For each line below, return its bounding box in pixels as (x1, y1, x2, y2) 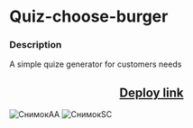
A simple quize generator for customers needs (9, 59, 182, 69)
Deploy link (119, 85, 184, 100)
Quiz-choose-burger (9, 6, 169, 27)
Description (9, 39, 62, 51)
